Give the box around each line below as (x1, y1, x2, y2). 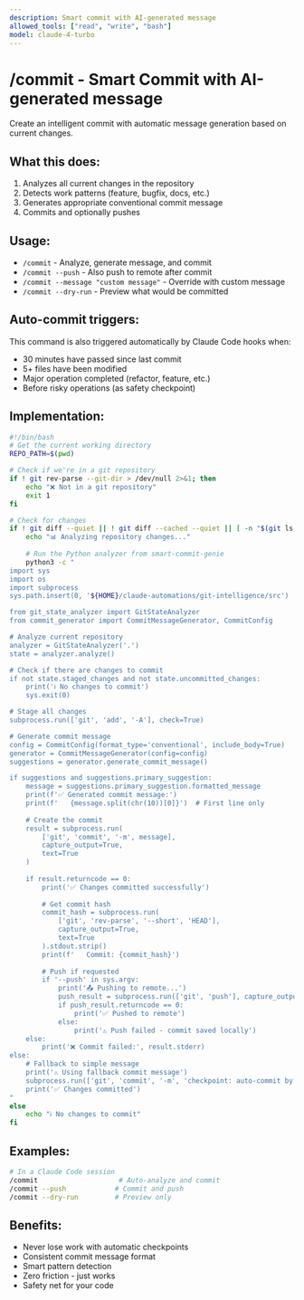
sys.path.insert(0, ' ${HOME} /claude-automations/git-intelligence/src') (9, 592, 290, 601)
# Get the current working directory (9, 441, 152, 451)
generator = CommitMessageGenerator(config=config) (9, 748, 208, 758)
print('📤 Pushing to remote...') (57, 983, 187, 993)
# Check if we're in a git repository (9, 466, 156, 475)
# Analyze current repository (9, 632, 124, 642)
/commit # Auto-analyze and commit (9, 1175, 221, 1185)
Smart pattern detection (22, 1261, 112, 1272)
